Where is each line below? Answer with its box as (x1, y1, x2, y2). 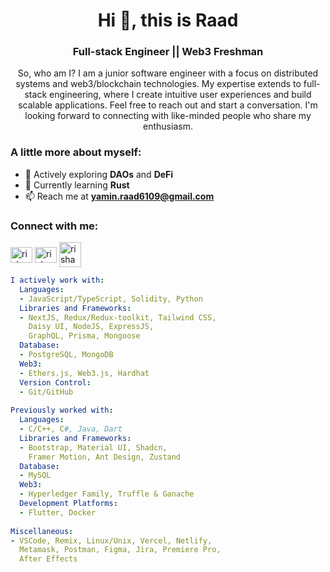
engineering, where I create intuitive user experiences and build (49, 89, 312, 101)
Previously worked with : (10, 405, 114, 416)
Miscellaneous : (10, 526, 74, 536)
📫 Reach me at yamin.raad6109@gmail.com (24, 190, 215, 202)
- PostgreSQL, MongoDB (19, 350, 114, 360)
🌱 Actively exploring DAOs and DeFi (24, 168, 174, 180)
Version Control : (19, 377, 92, 388)
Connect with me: (10, 219, 99, 233)
